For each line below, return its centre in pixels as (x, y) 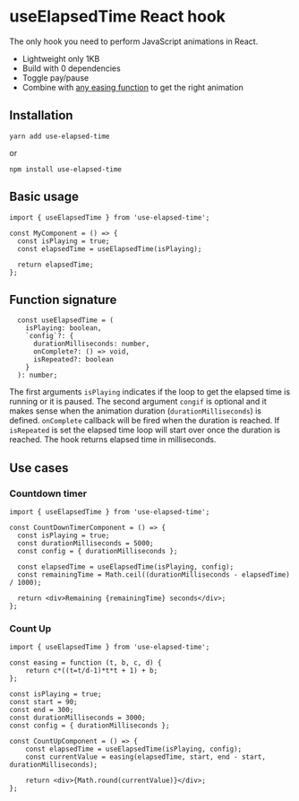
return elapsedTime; (56, 265)
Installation (41, 115)
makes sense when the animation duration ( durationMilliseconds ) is (136, 411)
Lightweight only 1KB (61, 58)
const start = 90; (43, 702)
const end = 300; (42, 710)
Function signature (63, 299)
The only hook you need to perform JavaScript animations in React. (134, 41)
